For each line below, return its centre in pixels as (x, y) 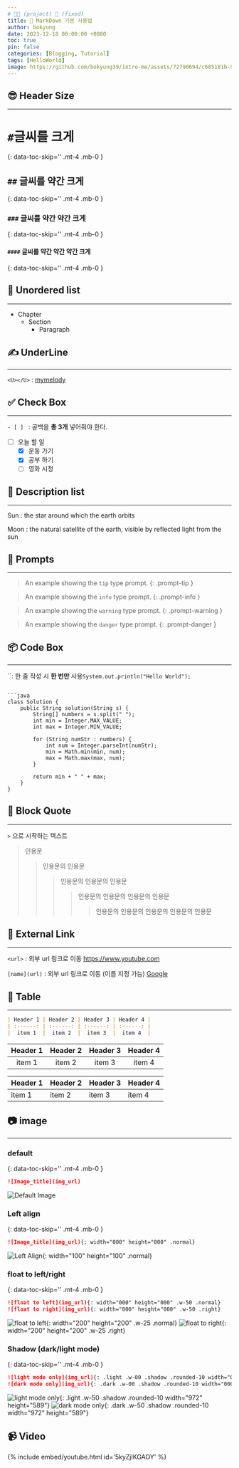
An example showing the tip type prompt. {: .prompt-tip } (109, 583)
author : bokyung (31, 27)
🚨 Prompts (31, 559)
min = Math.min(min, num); (85, 752)
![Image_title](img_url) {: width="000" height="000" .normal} (101, 1242)
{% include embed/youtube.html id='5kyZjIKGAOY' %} (87, 1457)
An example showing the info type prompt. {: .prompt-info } (112, 597)
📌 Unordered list (44, 290)
